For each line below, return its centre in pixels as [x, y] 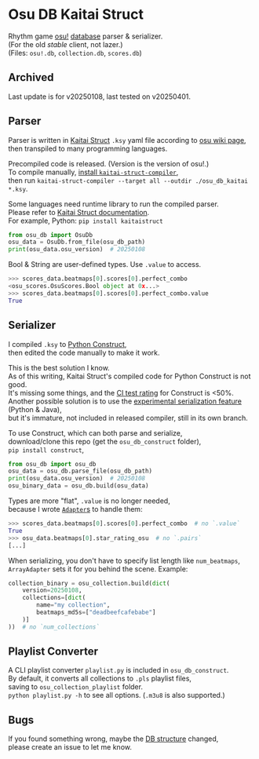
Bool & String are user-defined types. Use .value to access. [105, 265]
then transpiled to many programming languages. [88, 148]
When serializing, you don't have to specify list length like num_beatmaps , [124, 560]
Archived [31, 77]
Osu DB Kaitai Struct [76, 15]
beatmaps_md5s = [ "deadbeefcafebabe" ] [96, 612]
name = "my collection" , [73, 605]
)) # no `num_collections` [54, 627]
